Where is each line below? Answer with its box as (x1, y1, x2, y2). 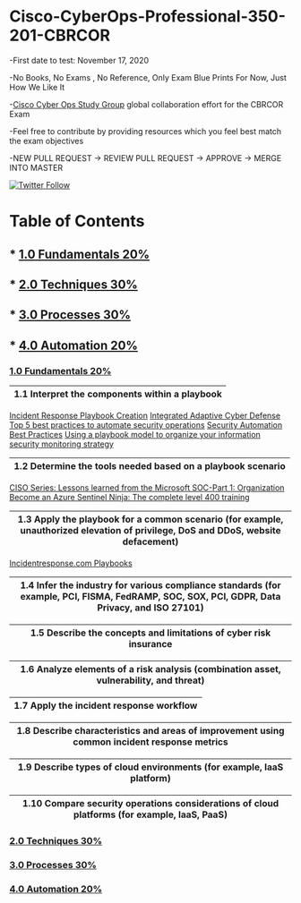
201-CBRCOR (9, 25, 110, 46)
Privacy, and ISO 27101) (97, 601, 204, 614)
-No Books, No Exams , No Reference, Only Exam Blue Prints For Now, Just (9, 72, 287, 82)
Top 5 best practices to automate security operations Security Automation (9, 419, 283, 430)
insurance (128, 637, 173, 650)
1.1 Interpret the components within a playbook (13, 388, 222, 400)
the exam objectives (9, 135, 84, 146)
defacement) (122, 535, 179, 548)
